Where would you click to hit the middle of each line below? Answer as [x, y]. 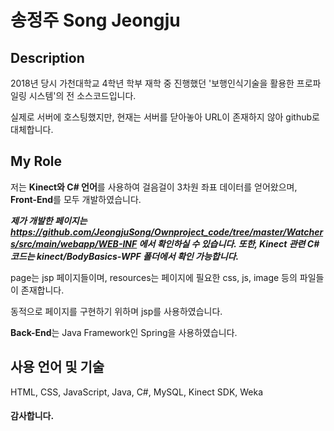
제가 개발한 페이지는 [49, 220]
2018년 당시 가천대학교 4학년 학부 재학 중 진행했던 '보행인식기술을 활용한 [152, 83]
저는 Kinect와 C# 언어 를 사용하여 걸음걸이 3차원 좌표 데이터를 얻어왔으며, [154, 187]
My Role [36, 161]
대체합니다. [32, 129]
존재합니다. [42, 290]
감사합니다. [32, 416]
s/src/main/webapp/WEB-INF [74, 243]
